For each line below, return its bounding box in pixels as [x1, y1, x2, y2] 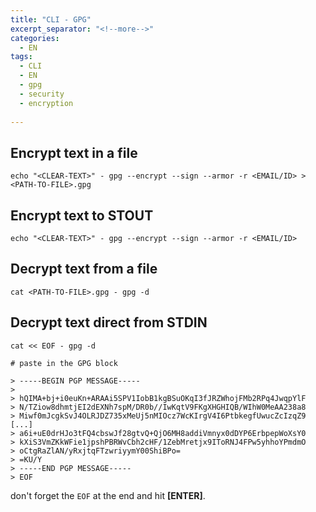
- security [19, 89, 65, 99]
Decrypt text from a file [10, 261, 158, 278]
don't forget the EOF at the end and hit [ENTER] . [10, 489, 206, 501]
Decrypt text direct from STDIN [10, 314, 208, 331]
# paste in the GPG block [10, 358, 118, 368]
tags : [10, 52, 33, 62]
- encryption [19, 98, 74, 108]
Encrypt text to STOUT [10, 207, 154, 224]
